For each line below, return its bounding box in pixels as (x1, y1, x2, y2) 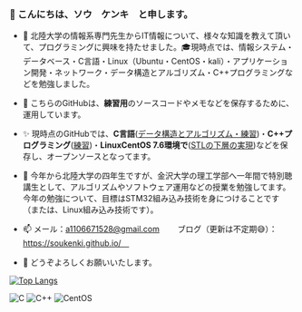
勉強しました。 (38, 79, 95, 90)
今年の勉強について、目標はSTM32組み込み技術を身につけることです (22, 193, 280, 204)
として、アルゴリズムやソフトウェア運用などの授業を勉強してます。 (38, 181, 291, 192)
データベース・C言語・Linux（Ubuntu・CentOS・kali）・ (22, 56, 233, 67)
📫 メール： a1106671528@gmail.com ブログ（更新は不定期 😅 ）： (22, 224, 278, 235)
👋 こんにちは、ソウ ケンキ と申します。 (9, 7, 193, 20)
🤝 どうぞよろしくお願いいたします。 (22, 257, 157, 268)
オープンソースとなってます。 (46, 151, 156, 162)
